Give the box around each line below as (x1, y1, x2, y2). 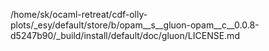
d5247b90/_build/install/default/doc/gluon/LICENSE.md (10, 30, 240, 41)
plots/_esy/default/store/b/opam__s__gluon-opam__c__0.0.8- (10, 19, 260, 31)
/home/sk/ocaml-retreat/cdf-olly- (10, 9, 148, 20)
